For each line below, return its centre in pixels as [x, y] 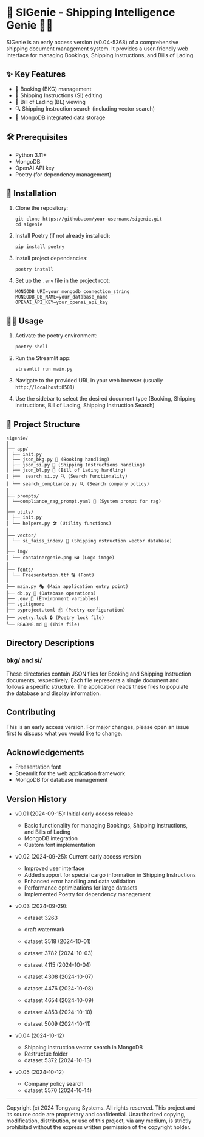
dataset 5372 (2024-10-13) [58, 1060]
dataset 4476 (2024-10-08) [59, 989]
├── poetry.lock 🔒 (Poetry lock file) [56, 618]
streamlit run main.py [44, 369]
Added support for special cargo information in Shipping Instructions [110, 875]
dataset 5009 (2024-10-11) [57, 1024]
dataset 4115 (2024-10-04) [58, 965]
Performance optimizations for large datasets [81, 888]
